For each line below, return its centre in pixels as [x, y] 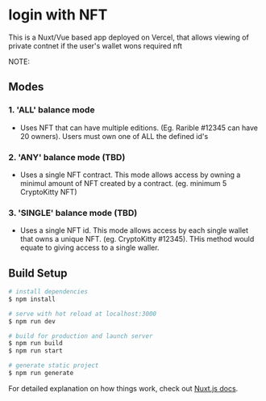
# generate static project [54, 365]
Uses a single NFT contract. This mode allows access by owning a [130, 175]
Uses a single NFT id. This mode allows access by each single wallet [134, 230]
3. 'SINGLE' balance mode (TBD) [73, 213]
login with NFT [58, 15]
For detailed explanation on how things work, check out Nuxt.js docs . [123, 388]
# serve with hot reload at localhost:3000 [83, 314]
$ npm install [32, 299]
